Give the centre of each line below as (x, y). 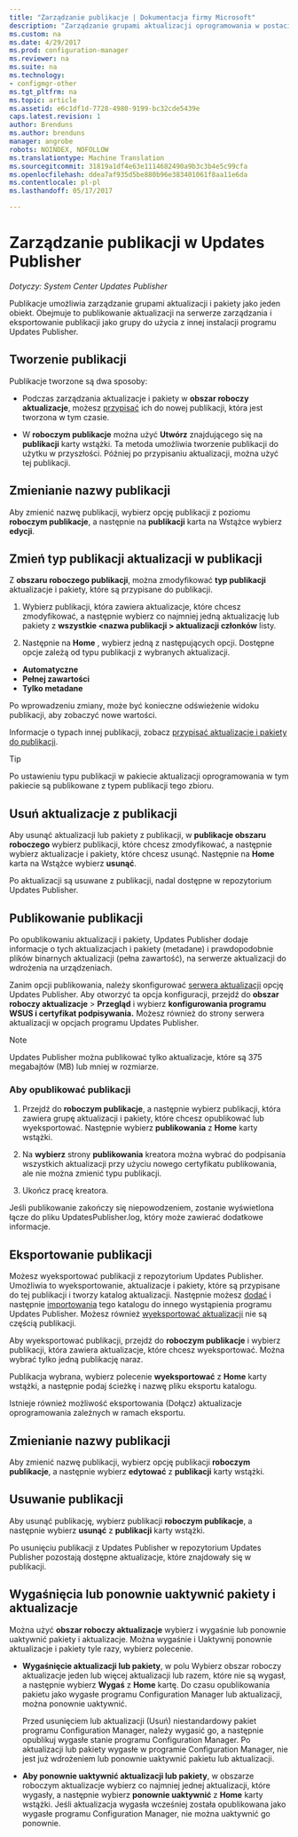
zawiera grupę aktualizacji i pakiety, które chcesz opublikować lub (143, 1118)
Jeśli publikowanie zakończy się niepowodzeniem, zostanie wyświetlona (142, 1208)
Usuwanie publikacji (67, 1500)
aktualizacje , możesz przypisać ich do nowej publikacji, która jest (142, 407)
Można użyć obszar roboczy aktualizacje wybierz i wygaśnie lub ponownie (148, 1629)
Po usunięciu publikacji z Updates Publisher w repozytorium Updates (135, 1547)
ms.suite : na (33, 68)
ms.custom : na (35, 34)
